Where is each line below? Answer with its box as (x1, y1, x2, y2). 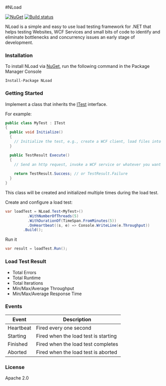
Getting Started (5, 90, 43, 97)
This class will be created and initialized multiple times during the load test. (5, 189, 159, 195)
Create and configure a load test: (5, 199, 73, 205)
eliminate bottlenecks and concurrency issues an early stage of (5, 34, 135, 40)
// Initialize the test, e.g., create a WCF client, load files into (14, 139, 162, 144)
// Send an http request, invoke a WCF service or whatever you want (14, 162, 162, 167)
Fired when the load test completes (36, 341, 118, 348)
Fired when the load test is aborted (36, 349, 118, 356)
